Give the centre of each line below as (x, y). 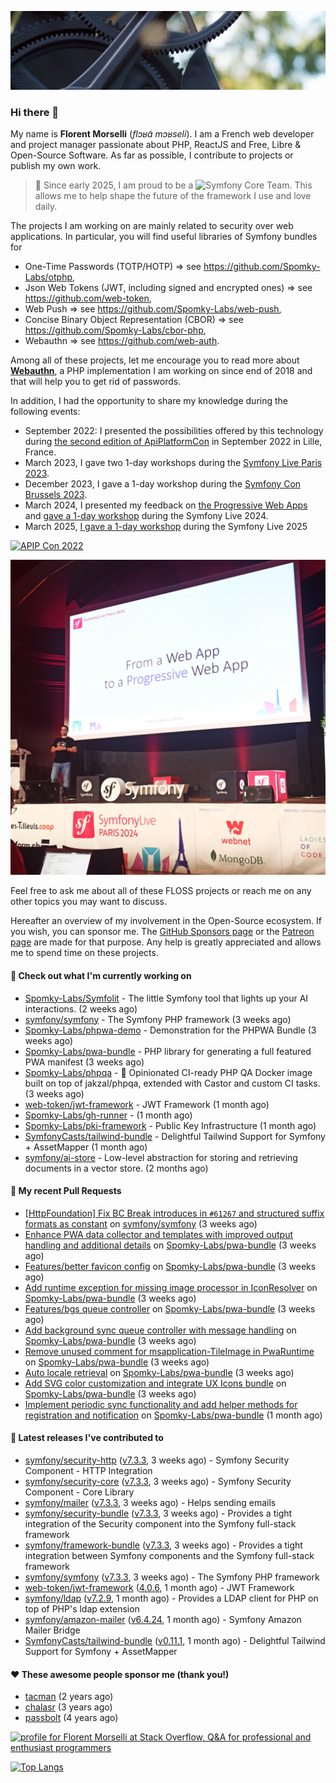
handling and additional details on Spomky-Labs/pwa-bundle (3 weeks (170, 1245)
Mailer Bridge (52, 1630)
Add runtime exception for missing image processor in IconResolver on (171, 1287)
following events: (45, 412)
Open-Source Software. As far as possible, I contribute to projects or (152, 155)
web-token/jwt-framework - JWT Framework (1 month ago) (147, 1104)
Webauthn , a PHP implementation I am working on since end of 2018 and (161, 371)
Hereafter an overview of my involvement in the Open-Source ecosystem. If (166, 921)
